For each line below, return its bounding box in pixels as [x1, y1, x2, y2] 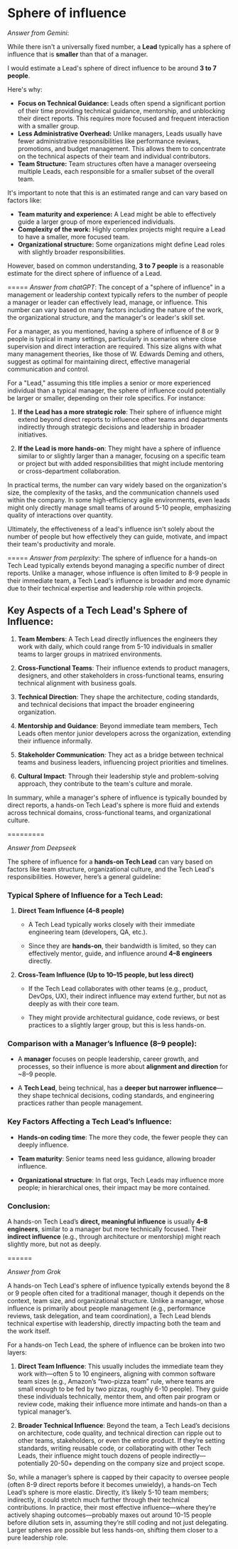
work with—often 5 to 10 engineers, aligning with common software [17, 1369, 215, 1378]
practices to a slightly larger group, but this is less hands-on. [28, 1021, 206, 1030]
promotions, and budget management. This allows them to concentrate [17, 144, 226, 152]
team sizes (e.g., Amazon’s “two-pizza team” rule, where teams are [17, 1377, 215, 1385]
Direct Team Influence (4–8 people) [17, 906, 124, 915]
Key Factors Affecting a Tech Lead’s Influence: [7, 1117, 172, 1126]
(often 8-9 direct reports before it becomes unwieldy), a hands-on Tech [7, 1480, 217, 1488]
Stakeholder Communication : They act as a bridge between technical [17, 750, 224, 759]
